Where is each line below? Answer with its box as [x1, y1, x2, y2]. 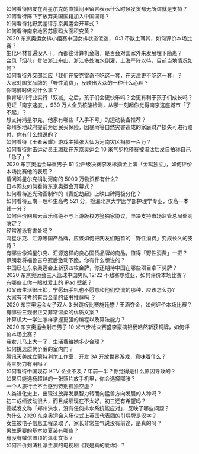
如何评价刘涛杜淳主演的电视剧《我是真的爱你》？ [6, 442, 126, 449]
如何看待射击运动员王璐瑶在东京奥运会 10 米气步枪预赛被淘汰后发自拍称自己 [6, 146, 191, 153]
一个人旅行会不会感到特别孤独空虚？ [6, 382, 95, 389]
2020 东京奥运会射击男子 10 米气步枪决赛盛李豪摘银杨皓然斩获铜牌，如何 [6, 323, 185, 330]
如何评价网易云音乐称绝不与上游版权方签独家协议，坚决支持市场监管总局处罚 [6, 212, 193, 219]
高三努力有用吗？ [6, 360, 48, 367]
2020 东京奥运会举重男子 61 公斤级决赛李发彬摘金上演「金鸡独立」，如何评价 [6, 160, 192, 168]
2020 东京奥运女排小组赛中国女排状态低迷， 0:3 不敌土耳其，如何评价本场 [6, 35, 188, 41]
